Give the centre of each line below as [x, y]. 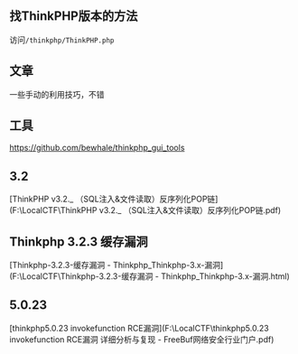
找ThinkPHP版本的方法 [74, 16]
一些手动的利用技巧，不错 [57, 94]
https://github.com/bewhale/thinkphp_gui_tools [97, 148]
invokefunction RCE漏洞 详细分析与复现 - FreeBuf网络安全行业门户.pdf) [142, 339]
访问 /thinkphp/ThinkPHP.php [62, 40]
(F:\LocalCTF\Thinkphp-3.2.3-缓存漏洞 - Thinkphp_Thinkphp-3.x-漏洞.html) [150, 276]
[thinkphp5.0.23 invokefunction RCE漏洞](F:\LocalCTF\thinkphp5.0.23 [139, 328]
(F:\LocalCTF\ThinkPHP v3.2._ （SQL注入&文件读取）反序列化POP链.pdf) [145, 210]
